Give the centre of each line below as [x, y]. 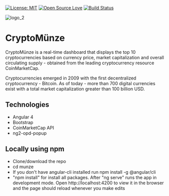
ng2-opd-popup [29, 133]
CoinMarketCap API [33, 128]
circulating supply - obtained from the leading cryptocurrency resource [80, 63]
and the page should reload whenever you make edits [69, 188]
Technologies [27, 105]
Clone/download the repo [39, 161]
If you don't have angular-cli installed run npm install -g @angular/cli [84, 172]
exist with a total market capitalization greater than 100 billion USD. [75, 89]
